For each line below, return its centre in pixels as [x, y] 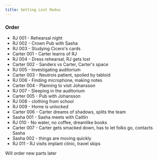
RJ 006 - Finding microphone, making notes [57, 80]
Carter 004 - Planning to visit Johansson [54, 85]
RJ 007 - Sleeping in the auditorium [49, 90]
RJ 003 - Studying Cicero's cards [46, 48]
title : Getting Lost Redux [33, 10]
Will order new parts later [31, 153]
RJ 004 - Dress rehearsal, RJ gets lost [51, 59]
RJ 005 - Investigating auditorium [46, 70]
